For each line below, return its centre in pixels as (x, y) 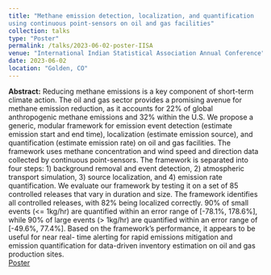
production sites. (36, 254)
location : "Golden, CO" (48, 69)
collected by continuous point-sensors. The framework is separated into (128, 160)
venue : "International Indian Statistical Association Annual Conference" (137, 53)
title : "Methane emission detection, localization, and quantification (131, 16)
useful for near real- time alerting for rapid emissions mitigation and (121, 237)
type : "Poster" (34, 38)
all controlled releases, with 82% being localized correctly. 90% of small (128, 202)
